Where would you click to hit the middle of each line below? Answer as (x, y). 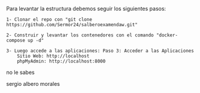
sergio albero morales (33, 84)
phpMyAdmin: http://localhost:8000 (61, 61)
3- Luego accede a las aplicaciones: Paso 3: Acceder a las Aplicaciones (100, 51)
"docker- (167, 35)
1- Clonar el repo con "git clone (49, 20)
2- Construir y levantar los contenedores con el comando (80, 35)
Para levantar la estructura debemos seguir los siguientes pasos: (86, 9)
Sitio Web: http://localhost (53, 56)
